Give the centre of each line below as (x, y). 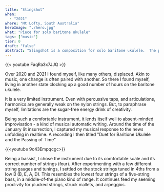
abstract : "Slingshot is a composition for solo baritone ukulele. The (81, 50)
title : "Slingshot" (25, 10)
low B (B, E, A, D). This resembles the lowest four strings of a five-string (77, 174)
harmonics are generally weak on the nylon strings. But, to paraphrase (76, 104)
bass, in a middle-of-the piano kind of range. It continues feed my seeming (80, 179)
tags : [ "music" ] (21, 37)
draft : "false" (20, 46)
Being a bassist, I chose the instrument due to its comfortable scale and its (80, 158)
